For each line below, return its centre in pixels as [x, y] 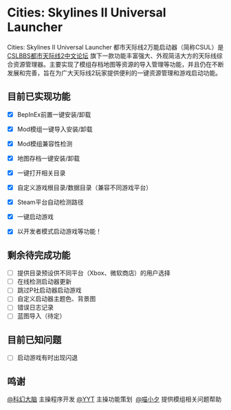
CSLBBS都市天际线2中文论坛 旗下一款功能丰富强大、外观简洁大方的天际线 [112, 56]
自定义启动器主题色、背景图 [56, 299]
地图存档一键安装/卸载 [48, 158]
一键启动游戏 [35, 217]
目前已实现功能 [39, 96]
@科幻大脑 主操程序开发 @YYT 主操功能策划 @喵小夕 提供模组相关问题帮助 [114, 399]
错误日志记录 [35, 308]
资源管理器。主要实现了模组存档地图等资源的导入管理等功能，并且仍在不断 [118, 64]
